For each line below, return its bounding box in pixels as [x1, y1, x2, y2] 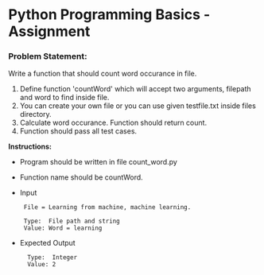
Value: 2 [27, 261, 56, 269]
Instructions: [8, 141, 52, 152]
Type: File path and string [23, 217, 121, 226]
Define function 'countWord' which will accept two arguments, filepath [19, 84, 252, 94]
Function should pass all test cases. [19, 126, 138, 136]
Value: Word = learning [23, 224, 103, 232]
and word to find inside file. [19, 93, 110, 103]
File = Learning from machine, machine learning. [23, 203, 192, 211]
